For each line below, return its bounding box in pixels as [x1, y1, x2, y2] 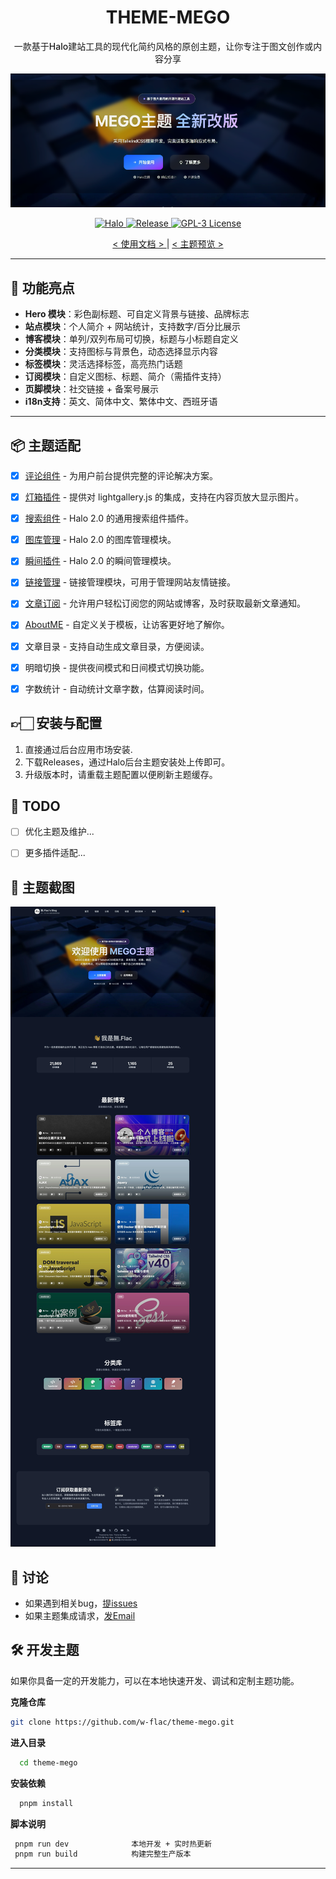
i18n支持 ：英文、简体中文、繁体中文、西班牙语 [24, 396, 218, 408]
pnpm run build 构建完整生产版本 [14, 1849, 192, 1860]
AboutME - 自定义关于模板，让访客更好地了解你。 [24, 619, 230, 631]
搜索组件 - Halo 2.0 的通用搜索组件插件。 [24, 512, 195, 525]
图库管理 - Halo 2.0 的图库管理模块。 [24, 534, 177, 546]
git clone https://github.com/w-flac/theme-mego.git [10, 1717, 235, 1727]
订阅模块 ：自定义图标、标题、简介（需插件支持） [24, 371, 227, 383]
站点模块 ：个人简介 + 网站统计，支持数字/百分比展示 [24, 321, 241, 333]
